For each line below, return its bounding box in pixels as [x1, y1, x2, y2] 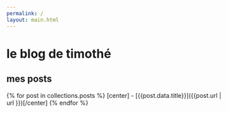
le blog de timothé [6, 46, 111, 62]
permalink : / [6, 10, 44, 17]
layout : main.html [6, 16, 59, 23]
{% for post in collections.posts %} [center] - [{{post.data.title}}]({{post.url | [6, 91, 222, 99]
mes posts [6, 73, 52, 85]
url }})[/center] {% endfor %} [6, 99, 89, 107]
